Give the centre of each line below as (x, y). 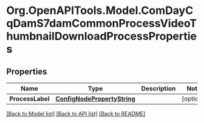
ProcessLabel (29, 99)
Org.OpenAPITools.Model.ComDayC (100, 11)
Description (158, 88)
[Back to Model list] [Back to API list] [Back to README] (76, 114)
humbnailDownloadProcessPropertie (102, 36)
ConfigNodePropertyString (95, 99)
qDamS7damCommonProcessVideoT (102, 23)
